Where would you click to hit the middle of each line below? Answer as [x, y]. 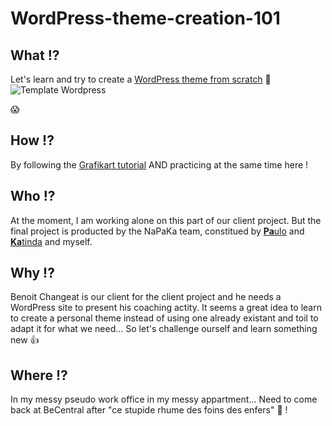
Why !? [32, 273]
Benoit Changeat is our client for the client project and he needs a [146, 297]
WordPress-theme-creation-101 [145, 18]
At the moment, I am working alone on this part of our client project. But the [166, 220]
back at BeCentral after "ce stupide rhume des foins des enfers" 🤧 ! [149, 410]
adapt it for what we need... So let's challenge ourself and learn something [164, 329]
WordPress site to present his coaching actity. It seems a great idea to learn [166, 308]
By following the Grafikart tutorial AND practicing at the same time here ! [159, 164]
